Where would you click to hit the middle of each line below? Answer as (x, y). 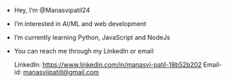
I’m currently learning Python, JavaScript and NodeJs (92, 37)
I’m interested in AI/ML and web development (80, 24)
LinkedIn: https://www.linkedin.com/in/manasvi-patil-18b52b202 (108, 65)
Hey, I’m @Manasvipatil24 (52, 10)
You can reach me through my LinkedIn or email (84, 51)
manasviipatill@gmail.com (61, 72)
